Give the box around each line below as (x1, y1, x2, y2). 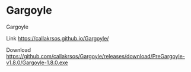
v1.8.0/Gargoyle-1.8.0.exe (6, 59, 68, 66)
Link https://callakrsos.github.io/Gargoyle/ (6, 35, 109, 42)
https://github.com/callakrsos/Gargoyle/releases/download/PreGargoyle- (6, 52, 186, 60)
